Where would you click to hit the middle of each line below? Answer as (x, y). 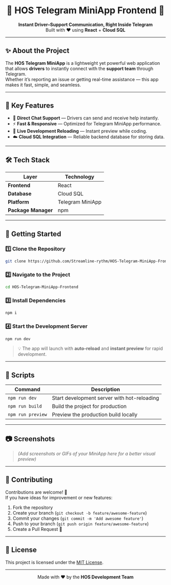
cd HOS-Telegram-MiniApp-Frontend (42, 287)
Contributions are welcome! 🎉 (36, 492)
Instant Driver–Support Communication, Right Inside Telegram (85, 24)
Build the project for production (89, 406)
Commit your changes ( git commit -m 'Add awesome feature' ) (78, 518)
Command (27, 390)
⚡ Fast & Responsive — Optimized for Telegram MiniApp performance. (87, 123)
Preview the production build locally (95, 415)
